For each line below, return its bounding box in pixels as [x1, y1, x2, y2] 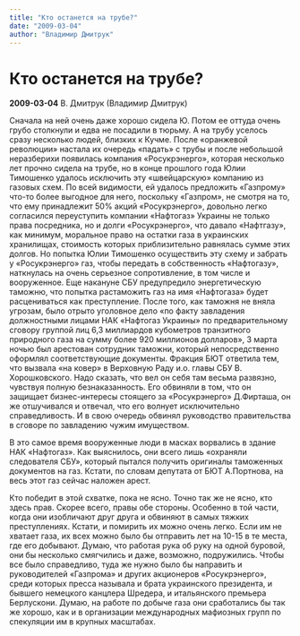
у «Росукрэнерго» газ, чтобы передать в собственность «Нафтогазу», [9, 258, 279, 269]
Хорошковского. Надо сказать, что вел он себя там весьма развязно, [9, 373, 278, 383]
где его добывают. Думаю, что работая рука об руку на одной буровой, [9, 540, 286, 551]
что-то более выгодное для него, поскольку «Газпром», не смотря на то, [9, 192, 290, 202]
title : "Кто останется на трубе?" [9, 13, 139, 22]
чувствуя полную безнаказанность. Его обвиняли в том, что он [9, 382, 252, 392]
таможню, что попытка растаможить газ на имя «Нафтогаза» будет [9, 287, 269, 297]
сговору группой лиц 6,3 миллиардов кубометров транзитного [9, 324, 251, 336]
